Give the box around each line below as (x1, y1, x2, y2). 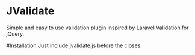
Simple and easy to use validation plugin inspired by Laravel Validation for (6, 24, 189, 31)
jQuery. (6, 30, 25, 37)
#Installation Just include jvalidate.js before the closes (6, 42, 141, 49)
